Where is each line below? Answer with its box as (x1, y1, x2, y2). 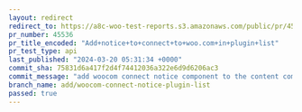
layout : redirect (8, 13, 74, 23)
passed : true (8, 89, 58, 98)
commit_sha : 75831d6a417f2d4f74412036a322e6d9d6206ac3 (8, 64, 219, 73)
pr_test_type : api (8, 47, 78, 56)
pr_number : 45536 (8, 30, 74, 39)
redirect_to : (8, 22, 58, 31)
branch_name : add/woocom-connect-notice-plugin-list (8, 80, 211, 89)
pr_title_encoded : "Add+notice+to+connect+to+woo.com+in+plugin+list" (8, 38, 279, 48)
